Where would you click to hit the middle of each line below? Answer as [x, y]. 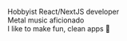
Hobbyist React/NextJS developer [63, 12]
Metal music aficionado [46, 20]
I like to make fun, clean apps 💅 [59, 29]
